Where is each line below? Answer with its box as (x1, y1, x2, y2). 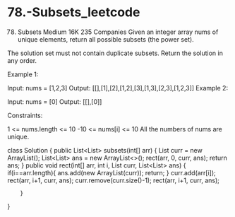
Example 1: (7, 70, 39, 78)
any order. (7, 56, 37, 64)
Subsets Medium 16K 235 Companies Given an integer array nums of (17, 28, 219, 36)
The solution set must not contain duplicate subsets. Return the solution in (7, 49, 224, 57)
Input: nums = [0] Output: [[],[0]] (7, 97, 102, 106)
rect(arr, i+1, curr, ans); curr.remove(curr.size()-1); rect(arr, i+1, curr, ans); (7, 176, 220, 184)
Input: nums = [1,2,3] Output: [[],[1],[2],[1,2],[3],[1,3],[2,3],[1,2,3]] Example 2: (7, 83, 228, 92)
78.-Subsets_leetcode (7, 4, 140, 20)
